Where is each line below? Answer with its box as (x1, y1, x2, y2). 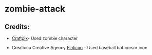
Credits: (4, 23, 30, 31)
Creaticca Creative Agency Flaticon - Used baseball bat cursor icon (11, 45, 148, 50)
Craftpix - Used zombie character (11, 35, 78, 41)
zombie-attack (4, 3, 65, 14)
